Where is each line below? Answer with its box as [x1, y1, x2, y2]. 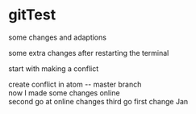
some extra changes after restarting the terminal [8, 48, 169, 57]
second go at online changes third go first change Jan [8, 96, 189, 106]
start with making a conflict [8, 63, 99, 74]
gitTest [8, 6, 56, 24]
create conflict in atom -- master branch [8, 79, 142, 89]
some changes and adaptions [8, 32, 107, 42]
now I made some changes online [8, 87, 120, 98]
